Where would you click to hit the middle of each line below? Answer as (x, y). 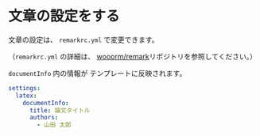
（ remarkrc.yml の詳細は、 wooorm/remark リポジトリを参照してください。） (132, 56)
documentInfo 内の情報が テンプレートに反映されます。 (97, 73)
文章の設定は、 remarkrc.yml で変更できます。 (83, 40)
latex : (26, 96)
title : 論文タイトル (60, 110)
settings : (25, 88)
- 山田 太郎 (54, 125)
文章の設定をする (64, 16)
